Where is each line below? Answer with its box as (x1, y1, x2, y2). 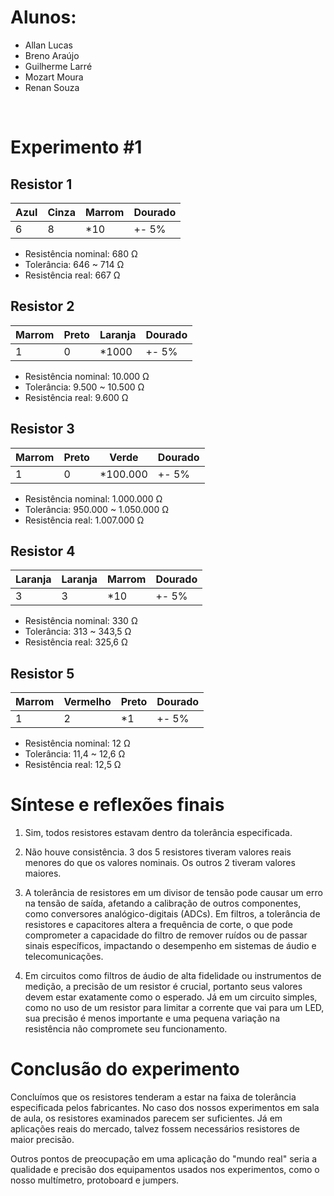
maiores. (24, 867, 62, 880)
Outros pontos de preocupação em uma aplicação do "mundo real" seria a (10, 1153, 318, 1165)
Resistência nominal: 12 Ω (24, 737, 131, 750)
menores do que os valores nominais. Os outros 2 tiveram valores (24, 857, 296, 869)
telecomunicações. (24, 951, 104, 963)
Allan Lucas (24, 39, 73, 51)
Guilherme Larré (24, 60, 93, 72)
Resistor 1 (10, 176, 73, 193)
